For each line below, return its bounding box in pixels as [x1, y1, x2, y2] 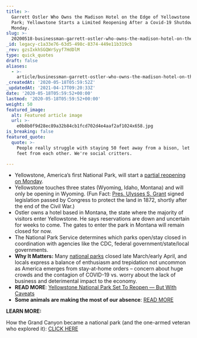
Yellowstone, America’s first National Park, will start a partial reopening [14, 171, 186, 179]
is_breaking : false [6, 129, 54, 135]
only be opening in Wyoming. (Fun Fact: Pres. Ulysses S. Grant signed [14, 190, 184, 197]
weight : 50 [6, 101, 33, 107]
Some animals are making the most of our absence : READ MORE [14, 296, 174, 303]
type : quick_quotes [6, 52, 54, 58]
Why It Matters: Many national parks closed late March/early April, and [14, 253, 187, 260]
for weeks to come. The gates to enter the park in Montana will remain [14, 221, 185, 229]
